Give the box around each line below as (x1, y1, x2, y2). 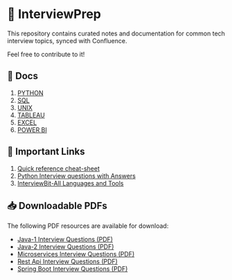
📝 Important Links (7, 146, 85, 158)
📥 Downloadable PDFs (7, 199, 107, 211)
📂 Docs (7, 70, 38, 82)
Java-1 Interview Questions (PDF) (17, 236, 113, 244)
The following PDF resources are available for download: (7, 222, 169, 230)
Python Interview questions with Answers (17, 172, 136, 180)
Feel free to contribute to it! (7, 50, 85, 58)
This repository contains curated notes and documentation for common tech (7, 29, 225, 38)
